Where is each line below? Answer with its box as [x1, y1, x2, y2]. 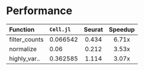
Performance [6, 4, 73, 18]
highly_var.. [9, 54, 40, 62]
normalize [9, 45, 37, 53]
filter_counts [9, 35, 44, 44]
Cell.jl [49, 26, 71, 33]
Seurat [84, 25, 104, 34]
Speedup [108, 25, 135, 34]
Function [9, 25, 35, 34]
